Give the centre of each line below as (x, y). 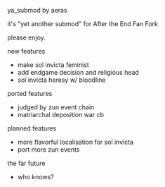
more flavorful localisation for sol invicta (75, 142)
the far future (26, 163)
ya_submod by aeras (38, 10)
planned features (32, 128)
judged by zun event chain (56, 107)
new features (26, 51)
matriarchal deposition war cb (60, 115)
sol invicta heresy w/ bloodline (61, 80)
